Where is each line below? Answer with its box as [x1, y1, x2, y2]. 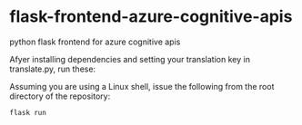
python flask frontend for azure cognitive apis [9, 36, 181, 47]
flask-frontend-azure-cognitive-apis [9, 6, 293, 27]
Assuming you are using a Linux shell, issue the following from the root [9, 81, 275, 91]
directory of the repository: [9, 91, 111, 101]
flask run [9, 108, 47, 117]
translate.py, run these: [9, 63, 96, 74]
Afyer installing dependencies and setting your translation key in [9, 53, 250, 64]
